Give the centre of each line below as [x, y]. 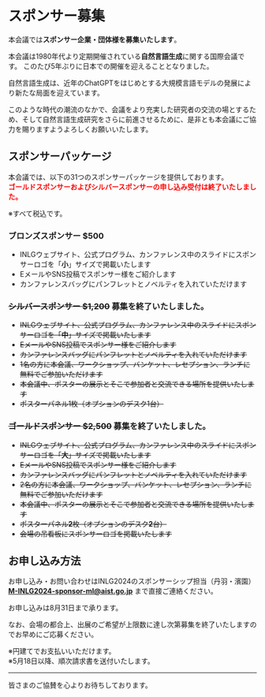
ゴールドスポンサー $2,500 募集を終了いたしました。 [109, 427]
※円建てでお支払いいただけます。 [62, 651]
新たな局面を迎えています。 [59, 92]
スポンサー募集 [57, 16]
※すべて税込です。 [37, 213]
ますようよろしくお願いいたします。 [94, 129]
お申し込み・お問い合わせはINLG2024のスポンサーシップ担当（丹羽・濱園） [132, 581]
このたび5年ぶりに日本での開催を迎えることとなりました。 [119, 66]
